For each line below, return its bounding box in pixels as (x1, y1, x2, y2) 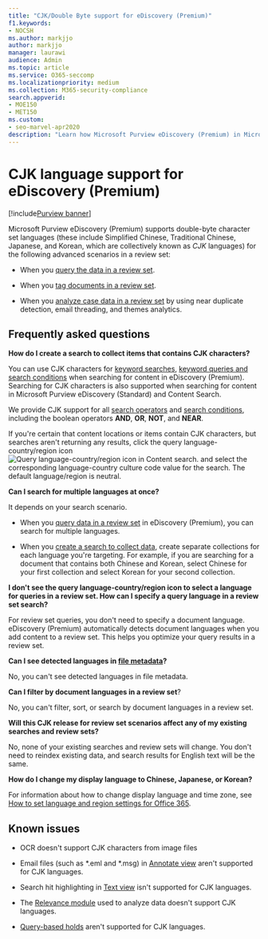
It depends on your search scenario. (8, 503, 128, 512)
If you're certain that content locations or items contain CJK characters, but (8, 429, 257, 439)
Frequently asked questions (8, 327, 150, 340)
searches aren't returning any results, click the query (8, 437, 183, 448)
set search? (8, 600, 49, 610)
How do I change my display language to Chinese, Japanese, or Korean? (8, 774, 253, 784)
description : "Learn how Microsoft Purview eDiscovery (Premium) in (8, 130, 241, 138)
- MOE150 (8, 101, 37, 109)
